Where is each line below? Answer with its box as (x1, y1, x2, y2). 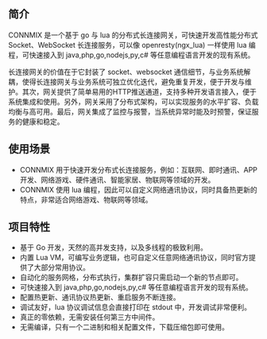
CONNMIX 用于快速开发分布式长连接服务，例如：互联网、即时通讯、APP (19, 165, 258, 174)
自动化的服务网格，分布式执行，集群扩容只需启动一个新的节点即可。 (19, 273, 243, 282)
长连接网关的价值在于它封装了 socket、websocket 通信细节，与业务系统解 (8, 67, 251, 76)
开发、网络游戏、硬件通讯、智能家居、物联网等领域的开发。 (19, 174, 215, 185)
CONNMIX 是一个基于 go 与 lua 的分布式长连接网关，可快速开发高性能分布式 (8, 30, 258, 40)
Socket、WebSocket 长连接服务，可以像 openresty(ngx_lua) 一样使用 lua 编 (8, 40, 256, 49)
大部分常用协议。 (33, 263, 90, 272)
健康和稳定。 (21, 116, 64, 126)
